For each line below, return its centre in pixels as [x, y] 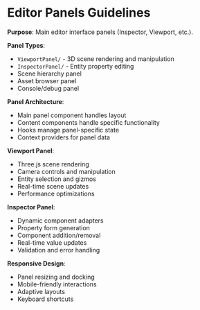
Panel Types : [26, 45]
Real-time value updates [52, 242]
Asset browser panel [47, 80]
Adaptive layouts [41, 291]
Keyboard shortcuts [45, 299]
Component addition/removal [59, 235]
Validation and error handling [58, 250]
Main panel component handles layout [72, 115]
